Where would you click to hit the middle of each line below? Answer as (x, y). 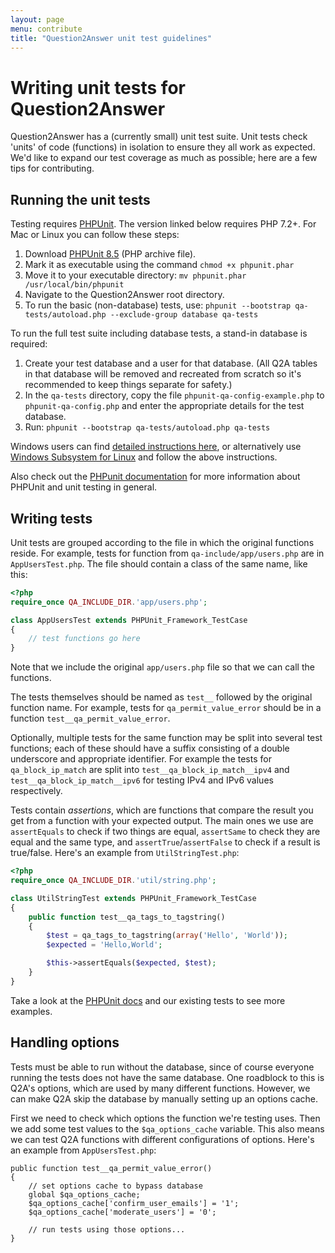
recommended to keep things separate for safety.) (128, 385)
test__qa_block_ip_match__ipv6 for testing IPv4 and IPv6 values (142, 780)
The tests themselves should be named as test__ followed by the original (161, 697)
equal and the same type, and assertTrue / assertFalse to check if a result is (165, 842)
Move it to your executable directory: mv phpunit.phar (135, 275)
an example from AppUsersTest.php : (83, 1150)
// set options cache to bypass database (115, 1186)
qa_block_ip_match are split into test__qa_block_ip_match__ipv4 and (150, 770)
